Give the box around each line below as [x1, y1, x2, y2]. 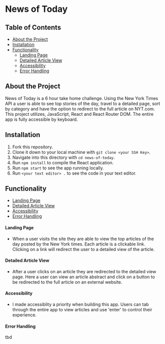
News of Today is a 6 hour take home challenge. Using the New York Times [5, 95, 159, 101]
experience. [12, 312, 37, 318]
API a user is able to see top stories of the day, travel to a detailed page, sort [5, 100, 160, 106]
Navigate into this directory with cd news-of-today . [12, 154, 115, 160]
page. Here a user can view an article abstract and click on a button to [12, 274, 155, 280]
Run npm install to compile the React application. [12, 159, 114, 165]
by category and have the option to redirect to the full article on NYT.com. [5, 105, 155, 112]
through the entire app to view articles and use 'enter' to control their [12, 307, 153, 313]
